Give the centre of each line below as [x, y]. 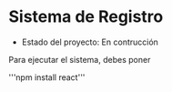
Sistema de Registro [86, 17]
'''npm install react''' [47, 77]
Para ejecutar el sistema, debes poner [80, 59]
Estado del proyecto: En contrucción [90, 42]
